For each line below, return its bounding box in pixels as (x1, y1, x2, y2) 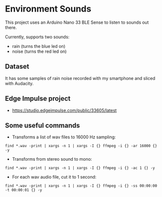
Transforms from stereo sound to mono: (12, 156, 92, 162)
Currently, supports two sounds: (5, 34, 69, 40)
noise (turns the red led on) (12, 48, 67, 54)
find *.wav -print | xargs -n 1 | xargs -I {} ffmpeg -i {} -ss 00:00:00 (5, 183, 158, 188)
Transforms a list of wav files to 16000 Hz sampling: (12, 134, 116, 140)
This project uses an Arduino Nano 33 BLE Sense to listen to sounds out (5, 19, 149, 25)
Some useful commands (5, 121, 80, 129)
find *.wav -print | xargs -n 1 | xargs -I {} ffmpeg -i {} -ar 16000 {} (5, 144, 158, 149)
